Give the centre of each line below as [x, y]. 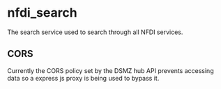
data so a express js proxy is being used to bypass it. [83, 78]
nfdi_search [43, 13]
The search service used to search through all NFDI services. [95, 32]
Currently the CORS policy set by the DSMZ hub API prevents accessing [110, 70]
